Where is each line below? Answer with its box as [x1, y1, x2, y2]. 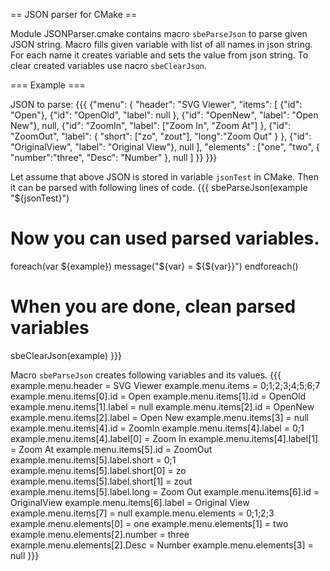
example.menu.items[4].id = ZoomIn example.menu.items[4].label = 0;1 [10, 422, 305, 434]
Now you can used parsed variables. [10, 227, 320, 250]
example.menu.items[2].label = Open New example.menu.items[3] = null [10, 411, 309, 423]
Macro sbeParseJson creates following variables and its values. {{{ [10, 369, 282, 381]
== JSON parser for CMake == [10, 9, 138, 20]
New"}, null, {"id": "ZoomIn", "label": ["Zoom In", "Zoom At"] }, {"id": [10, 120, 292, 131]
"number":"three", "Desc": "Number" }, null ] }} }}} [10, 152, 218, 163]
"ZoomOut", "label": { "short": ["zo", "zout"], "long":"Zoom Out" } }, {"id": [10, 130, 312, 142]
